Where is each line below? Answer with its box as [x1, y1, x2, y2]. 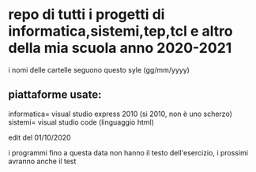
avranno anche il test [8, 156, 77, 166]
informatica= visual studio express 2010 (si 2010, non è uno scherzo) [8, 109, 233, 118]
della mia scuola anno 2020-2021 [8, 39, 232, 57]
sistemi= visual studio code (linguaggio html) [8, 117, 154, 127]
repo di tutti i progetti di [8, 6, 165, 24]
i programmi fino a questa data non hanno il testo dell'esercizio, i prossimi [8, 148, 249, 157]
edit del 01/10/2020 [8, 133, 71, 142]
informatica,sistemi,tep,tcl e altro [8, 22, 233, 40]
